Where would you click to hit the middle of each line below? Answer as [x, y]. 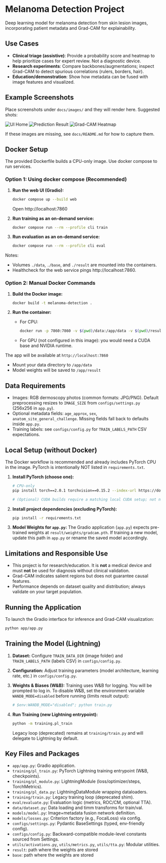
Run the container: [32, 312]
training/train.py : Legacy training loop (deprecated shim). [73, 797]
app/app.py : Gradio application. [44, 765]
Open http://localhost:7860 [40, 208]
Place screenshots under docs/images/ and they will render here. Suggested [83, 109]
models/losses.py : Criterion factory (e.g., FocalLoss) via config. [77, 818]
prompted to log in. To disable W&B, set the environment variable [78, 690]
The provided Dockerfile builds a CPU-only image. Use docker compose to [81, 161]
